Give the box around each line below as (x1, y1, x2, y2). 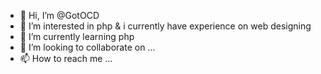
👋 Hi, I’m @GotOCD (19, 10, 100, 21)
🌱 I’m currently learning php (19, 31, 135, 42)
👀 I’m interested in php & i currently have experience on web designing (19, 20, 312, 32)
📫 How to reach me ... (19, 53, 113, 64)
